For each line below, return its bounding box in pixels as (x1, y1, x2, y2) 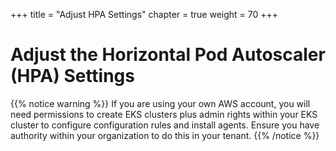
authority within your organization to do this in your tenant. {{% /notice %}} (10, 129, 320, 141)
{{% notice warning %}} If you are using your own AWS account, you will (10, 97, 311, 109)
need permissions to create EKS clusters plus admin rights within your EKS (10, 108, 318, 120)
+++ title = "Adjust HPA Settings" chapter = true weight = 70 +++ (10, 9, 279, 20)
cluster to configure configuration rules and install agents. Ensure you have (10, 119, 320, 131)
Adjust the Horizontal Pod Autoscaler (10, 44, 326, 66)
